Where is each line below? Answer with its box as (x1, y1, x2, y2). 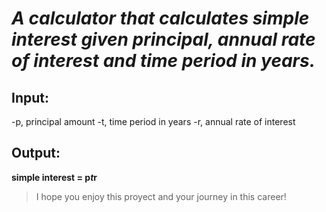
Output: (11, 145, 61, 162)
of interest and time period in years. (11, 50, 316, 72)
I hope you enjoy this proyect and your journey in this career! (35, 190, 287, 202)
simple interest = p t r (11, 171, 98, 183)
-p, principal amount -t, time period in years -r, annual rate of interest (11, 116, 296, 127)
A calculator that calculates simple (11, 7, 310, 30)
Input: (11, 89, 49, 106)
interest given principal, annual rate (11, 28, 316, 51)
